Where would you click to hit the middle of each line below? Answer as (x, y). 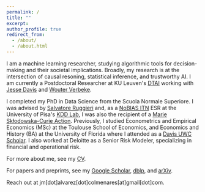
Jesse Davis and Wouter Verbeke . (49, 89)
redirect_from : (26, 35)
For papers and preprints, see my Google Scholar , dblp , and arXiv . (90, 170)
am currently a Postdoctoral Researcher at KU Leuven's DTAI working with (100, 83)
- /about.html (30, 46)
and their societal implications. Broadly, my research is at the (103, 70)
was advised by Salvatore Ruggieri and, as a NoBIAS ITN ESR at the (91, 108)
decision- (185, 63)
